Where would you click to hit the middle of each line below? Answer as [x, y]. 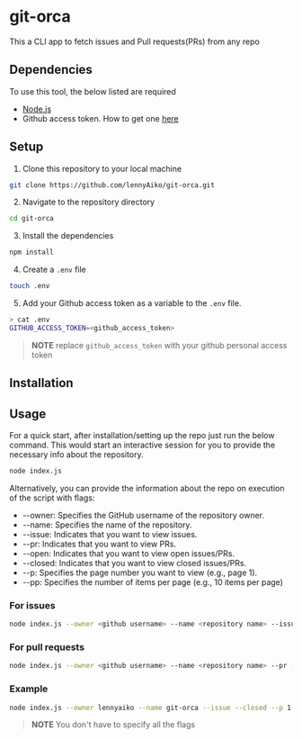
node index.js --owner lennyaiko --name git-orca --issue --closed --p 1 [151, 707]
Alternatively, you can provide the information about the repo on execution [147, 488]
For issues [32, 605]
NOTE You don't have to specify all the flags [113, 725]
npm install [31, 252]
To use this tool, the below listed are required [93, 91]
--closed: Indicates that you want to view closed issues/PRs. [134, 563]
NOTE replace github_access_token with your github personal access [159, 345]
